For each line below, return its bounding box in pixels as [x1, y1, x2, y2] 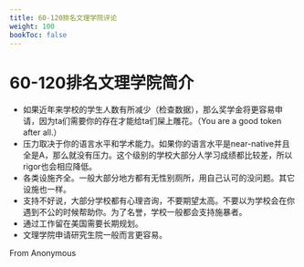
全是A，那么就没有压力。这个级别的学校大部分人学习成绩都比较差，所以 [22, 149, 293, 160]
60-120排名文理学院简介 [9, 72, 194, 93]
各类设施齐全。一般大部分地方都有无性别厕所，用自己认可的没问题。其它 [22, 172, 295, 183]
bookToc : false [9, 30, 68, 39]
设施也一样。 [22, 184, 71, 195]
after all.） [22, 127, 62, 138]
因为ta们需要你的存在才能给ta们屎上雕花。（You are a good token [38, 116, 282, 127]
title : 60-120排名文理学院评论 [9, 13, 118, 23]
